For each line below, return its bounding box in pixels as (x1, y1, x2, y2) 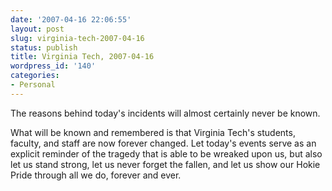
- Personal (10, 80, 56, 90)
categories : (10, 71, 60, 81)
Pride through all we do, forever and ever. (10, 169, 182, 181)
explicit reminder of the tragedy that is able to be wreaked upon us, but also (10, 147, 323, 160)
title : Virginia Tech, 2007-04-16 (10, 52, 155, 62)
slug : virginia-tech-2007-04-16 (10, 33, 145, 43)
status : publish (10, 42, 78, 53)
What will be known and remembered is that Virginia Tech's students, (10, 126, 296, 138)
